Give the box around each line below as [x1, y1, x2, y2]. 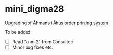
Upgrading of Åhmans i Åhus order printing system [5, 20, 108, 26]
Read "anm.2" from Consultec [12, 38, 73, 45]
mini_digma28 [5, 3, 65, 15]
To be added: [5, 29, 32, 35]
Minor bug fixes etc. [12, 44, 53, 50]
